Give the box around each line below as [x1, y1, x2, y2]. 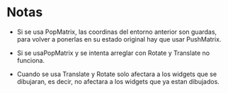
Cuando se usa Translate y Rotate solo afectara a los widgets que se [16, 70, 217, 78]
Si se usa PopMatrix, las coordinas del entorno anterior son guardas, [16, 27, 217, 36]
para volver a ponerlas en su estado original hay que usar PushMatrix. [16, 35, 222, 43]
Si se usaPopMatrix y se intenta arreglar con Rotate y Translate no [16, 49, 210, 57]
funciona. [16, 56, 45, 64]
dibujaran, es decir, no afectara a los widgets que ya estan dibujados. [16, 77, 220, 85]
